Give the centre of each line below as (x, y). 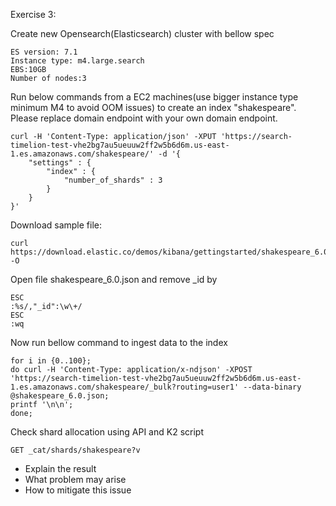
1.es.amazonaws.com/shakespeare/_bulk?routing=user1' (125, 387)
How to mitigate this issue (78, 490)
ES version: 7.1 (44, 52)
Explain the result (60, 468)
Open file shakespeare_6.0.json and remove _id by (114, 279)
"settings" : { (60, 163)
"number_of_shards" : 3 (113, 180)
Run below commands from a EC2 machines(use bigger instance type (154, 97)
